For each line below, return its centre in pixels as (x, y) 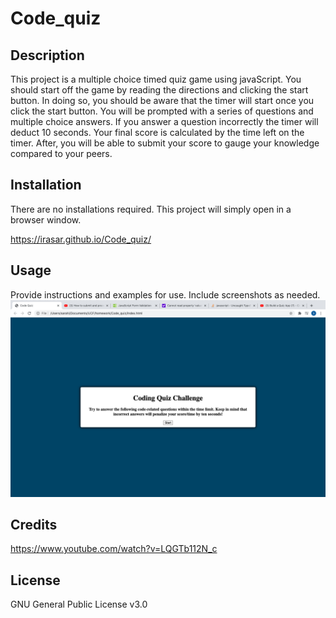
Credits (34, 525)
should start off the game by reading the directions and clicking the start (159, 90)
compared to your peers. (61, 153)
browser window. (46, 219)
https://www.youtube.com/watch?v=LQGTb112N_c (114, 549)
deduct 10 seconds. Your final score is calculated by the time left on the (157, 132)
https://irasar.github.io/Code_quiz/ (81, 239)
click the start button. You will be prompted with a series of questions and (162, 111)
